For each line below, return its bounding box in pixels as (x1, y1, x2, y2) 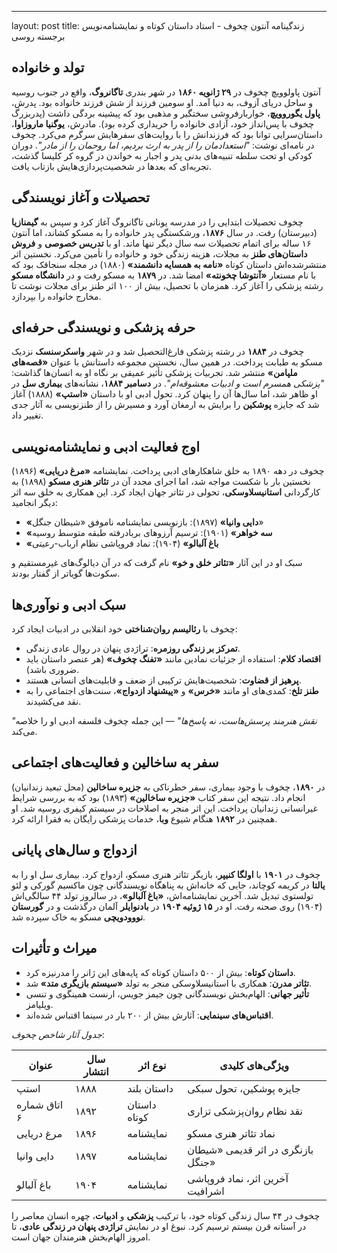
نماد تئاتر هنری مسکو (187, 1126, 276, 1140)
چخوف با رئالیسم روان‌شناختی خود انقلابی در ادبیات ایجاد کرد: (11, 623, 238, 635)
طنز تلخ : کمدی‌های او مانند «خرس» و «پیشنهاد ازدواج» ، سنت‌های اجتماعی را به (25, 685, 319, 697)
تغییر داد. (11, 409, 44, 421)
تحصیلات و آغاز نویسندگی (11, 189, 150, 206)
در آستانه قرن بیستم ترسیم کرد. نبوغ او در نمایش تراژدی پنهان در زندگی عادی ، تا (11, 1220, 307, 1232)
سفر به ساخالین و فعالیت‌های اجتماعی (11, 754, 219, 771)
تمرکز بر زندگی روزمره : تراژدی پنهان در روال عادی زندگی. (25, 642, 241, 655)
